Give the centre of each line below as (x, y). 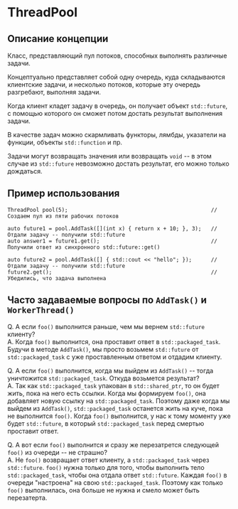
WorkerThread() (41, 310)
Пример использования (64, 194)
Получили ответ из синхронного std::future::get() (84, 247)
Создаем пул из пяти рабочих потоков (63, 216)
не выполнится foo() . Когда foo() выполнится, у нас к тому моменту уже (119, 416)
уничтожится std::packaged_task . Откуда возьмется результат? (104, 378)
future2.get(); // (113, 272)
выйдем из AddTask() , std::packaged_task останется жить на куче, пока (115, 408)
